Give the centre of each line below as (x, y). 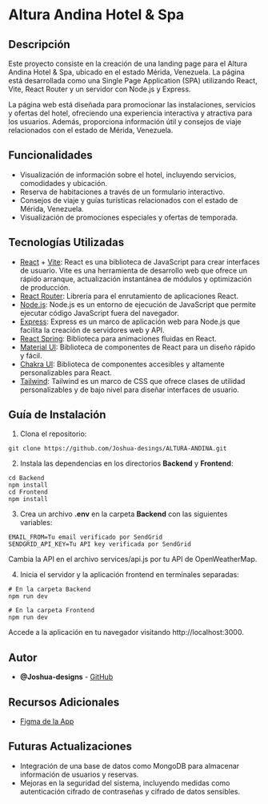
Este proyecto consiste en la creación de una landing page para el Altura (128, 63)
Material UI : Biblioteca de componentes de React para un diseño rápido (138, 347)
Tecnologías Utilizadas (66, 242)
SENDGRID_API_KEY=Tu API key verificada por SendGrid (100, 544)
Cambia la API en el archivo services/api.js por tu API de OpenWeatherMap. (133, 560)
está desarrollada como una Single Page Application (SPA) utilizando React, (133, 81)
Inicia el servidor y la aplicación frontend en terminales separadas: (130, 575)
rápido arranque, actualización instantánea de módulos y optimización (136, 279)
